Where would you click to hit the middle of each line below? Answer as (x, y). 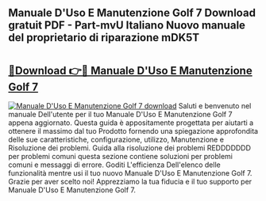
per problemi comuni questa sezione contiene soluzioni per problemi (120, 156)
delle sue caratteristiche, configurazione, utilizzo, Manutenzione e (116, 139)
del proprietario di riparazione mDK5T (104, 38)
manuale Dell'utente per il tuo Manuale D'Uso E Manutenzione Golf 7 (120, 114)
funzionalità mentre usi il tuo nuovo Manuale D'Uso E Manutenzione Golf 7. (130, 173)
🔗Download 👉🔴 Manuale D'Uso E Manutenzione (130, 70)
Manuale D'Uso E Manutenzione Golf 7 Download (132, 13)
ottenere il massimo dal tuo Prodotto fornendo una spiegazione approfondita (133, 131)
